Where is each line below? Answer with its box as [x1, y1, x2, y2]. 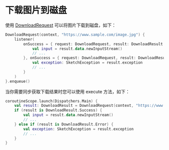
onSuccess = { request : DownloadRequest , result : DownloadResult [23, 41, 163, 47]
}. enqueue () [5, 79, 30, 84]
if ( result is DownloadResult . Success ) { [14, 108, 102, 113]
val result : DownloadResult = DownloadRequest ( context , [14, 103, 134, 108]
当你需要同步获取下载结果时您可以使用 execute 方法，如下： [5, 88, 130, 94]
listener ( [14, 37, 35, 42]
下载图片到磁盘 [5, 5, 67, 16]
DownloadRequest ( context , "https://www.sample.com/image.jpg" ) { [5, 32, 145, 37]
